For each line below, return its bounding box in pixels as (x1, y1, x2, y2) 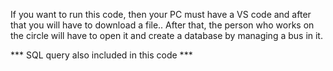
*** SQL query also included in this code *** (10, 49, 193, 61)
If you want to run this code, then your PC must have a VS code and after (10, 9, 312, 20)
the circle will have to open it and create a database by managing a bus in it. (10, 30, 323, 41)
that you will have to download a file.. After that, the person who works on (10, 19, 315, 31)
